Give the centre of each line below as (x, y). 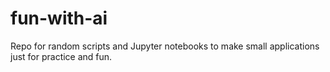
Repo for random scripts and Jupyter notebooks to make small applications (165, 46)
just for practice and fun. (61, 56)
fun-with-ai (59, 18)
